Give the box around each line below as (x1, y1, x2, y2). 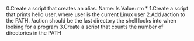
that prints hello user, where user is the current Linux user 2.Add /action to (6, 11, 186, 18)
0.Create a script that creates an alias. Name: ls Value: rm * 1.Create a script (6, 5, 189, 12)
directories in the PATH (6, 29, 61, 36)
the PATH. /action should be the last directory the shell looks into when (6, 17, 176, 24)
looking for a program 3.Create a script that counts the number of (6, 23, 164, 30)
